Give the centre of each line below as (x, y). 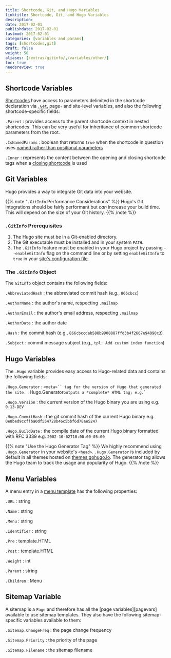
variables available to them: (52, 620)
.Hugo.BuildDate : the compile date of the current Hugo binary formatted (82, 431)
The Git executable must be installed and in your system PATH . (78, 242)
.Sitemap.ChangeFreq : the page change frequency (59, 630)
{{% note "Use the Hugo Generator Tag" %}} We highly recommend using (83, 447)
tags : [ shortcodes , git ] (31, 44)
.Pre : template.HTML (28, 541)
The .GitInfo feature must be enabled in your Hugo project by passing (88, 248)
